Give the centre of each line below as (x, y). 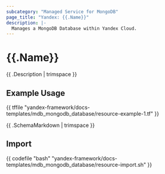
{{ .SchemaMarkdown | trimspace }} (51, 125)
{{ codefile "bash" (28, 158)
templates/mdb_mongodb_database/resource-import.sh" (76, 164)
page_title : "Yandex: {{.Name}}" (48, 17)
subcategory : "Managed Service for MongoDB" (62, 12)
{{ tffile (15, 107)
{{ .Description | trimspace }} (42, 74)
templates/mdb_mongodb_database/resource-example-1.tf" (80, 114)
